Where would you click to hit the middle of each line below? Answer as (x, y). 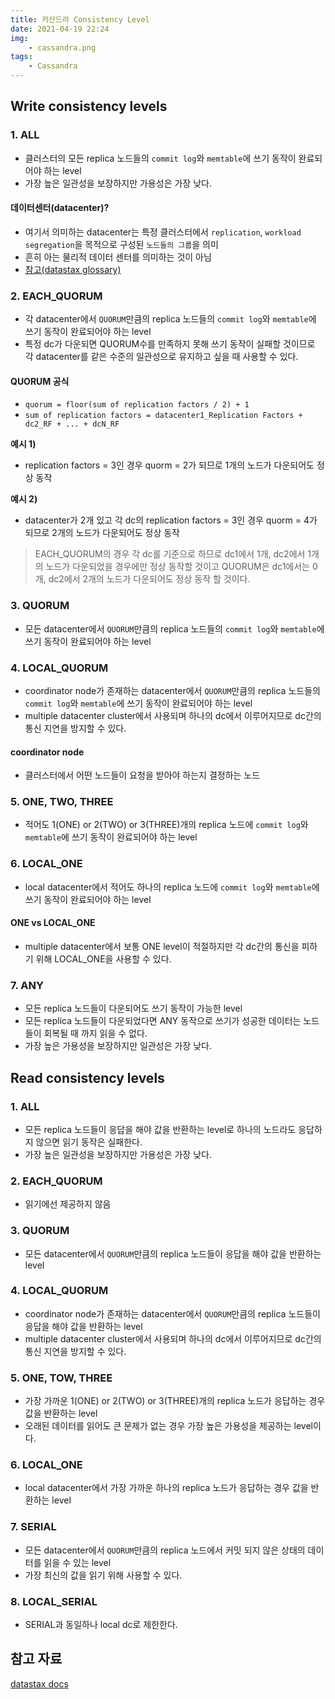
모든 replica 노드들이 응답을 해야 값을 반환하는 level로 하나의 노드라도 (160, 1129)
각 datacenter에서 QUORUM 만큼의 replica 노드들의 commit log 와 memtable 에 (170, 319)
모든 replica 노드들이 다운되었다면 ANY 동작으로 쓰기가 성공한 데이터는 (163, 1021)
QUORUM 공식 (40, 381)
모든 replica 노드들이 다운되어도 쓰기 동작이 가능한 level (133, 1008)
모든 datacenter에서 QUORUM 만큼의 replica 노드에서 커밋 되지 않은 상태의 (165, 1550)
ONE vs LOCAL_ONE (53, 923)
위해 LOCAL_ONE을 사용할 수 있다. (103, 958)
